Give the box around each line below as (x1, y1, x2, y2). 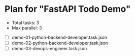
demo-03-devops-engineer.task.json (11, 46, 87, 52)
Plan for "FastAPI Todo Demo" (4, 3, 131, 15)
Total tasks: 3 (11, 20, 39, 26)
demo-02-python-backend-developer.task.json (11, 40, 108, 46)
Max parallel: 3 (11, 25, 42, 30)
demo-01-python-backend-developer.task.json (11, 34, 107, 40)
